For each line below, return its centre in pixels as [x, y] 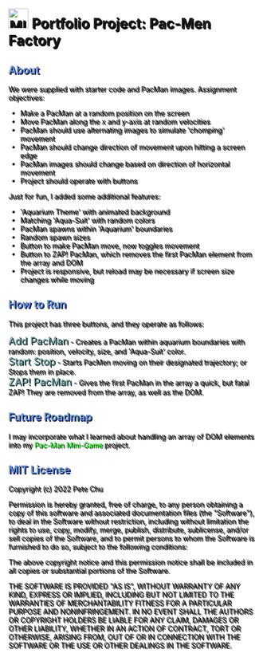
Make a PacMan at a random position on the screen [104, 113]
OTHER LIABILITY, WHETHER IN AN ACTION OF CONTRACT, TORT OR [124, 628]
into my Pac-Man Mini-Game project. [69, 445]
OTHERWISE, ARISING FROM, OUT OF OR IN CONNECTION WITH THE [124, 637]
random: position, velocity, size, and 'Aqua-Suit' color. [96, 351]
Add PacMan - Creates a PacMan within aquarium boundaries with [126, 340]
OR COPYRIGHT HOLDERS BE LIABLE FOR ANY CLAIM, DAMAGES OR [124, 620]
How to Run [37, 304]
